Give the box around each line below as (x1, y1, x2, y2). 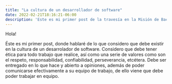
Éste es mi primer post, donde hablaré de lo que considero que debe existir (5, 41, 164, 47)
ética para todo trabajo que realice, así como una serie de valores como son (5, 51, 166, 58)
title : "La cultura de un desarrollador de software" (5, 7, 123, 13)
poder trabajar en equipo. (5, 73, 59, 79)
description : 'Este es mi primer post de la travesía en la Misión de (5, 17, 159, 22)
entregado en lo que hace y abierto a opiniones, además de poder (5, 62, 145, 69)
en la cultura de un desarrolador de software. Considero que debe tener (5, 46, 157, 52)
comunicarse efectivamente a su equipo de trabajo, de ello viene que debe (5, 68, 163, 74)
